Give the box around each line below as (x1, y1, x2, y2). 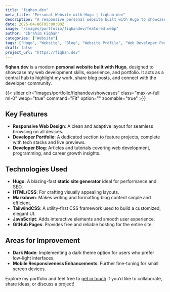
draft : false (5, 45, 33, 50)
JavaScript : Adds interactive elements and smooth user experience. (12, 216, 155, 222)
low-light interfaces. (12, 254, 55, 261)
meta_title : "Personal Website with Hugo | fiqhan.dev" (5, 12, 125, 17)
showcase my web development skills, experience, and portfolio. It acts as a (5, 69, 164, 75)
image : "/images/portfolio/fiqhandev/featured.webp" (5, 26, 119, 31)
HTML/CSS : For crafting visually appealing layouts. (12, 189, 119, 195)
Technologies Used (5, 165, 67, 173)
